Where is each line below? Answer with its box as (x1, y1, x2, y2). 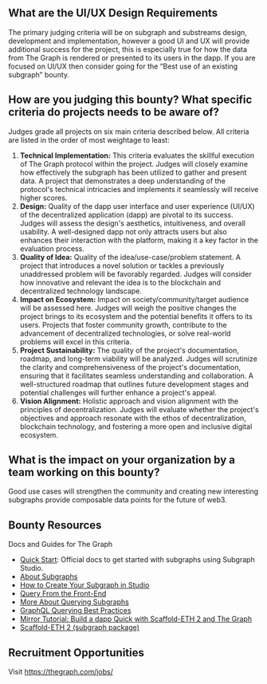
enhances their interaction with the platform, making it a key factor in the (19, 235, 259, 245)
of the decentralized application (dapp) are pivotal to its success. (19, 210, 234, 219)
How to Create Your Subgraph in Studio (19, 580, 150, 590)
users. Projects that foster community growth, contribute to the (19, 320, 227, 329)
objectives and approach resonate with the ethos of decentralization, (19, 413, 247, 423)
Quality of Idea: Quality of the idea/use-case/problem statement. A (19, 252, 241, 261)
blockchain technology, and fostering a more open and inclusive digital (19, 422, 253, 431)
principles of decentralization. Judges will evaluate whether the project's (19, 404, 259, 414)
